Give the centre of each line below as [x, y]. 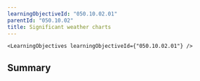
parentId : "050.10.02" [40, 20]
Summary [29, 68]
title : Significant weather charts [59, 27]
